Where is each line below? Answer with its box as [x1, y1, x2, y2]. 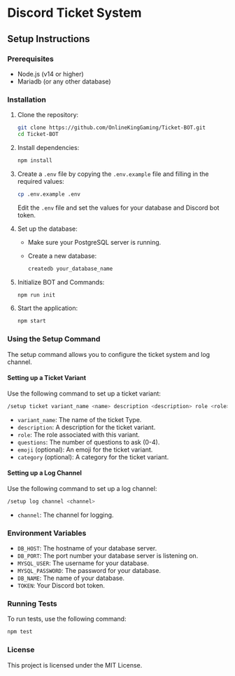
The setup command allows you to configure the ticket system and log [7, 350, 211, 358]
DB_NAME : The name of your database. [17, 574, 124, 583]
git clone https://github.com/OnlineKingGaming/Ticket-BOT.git [17, 124, 206, 131]
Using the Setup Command [7, 334, 101, 344]
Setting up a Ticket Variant [7, 374, 86, 382]
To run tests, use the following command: [7, 615, 127, 623]
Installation [7, 95, 47, 104]
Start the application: [17, 304, 78, 313]
